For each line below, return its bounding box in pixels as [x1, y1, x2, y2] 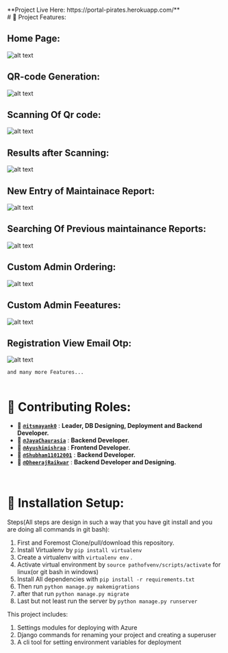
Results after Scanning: [7, 147, 110, 158]
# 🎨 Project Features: [7, 13, 66, 21]
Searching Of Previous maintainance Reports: [7, 223, 207, 235]
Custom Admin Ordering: [7, 261, 116, 273]
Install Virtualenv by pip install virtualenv [16, 546, 142, 554]
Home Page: [7, 33, 60, 45]
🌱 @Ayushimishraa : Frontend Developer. [16, 444, 131, 452]
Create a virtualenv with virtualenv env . [16, 554, 133, 562]
